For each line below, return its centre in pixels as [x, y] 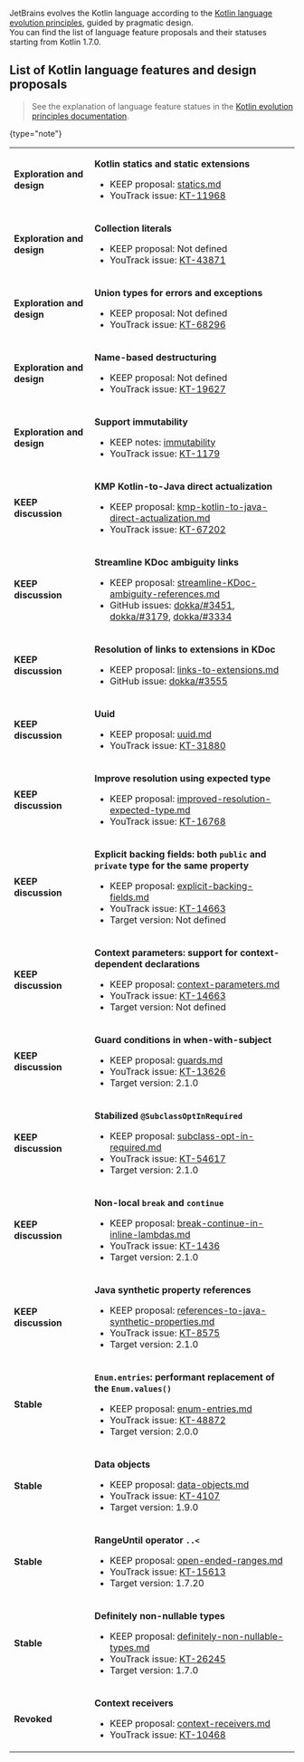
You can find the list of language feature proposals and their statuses [138, 32]
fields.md [129, 897]
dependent [119, 963]
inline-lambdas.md [150, 1234]
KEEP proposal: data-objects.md [180, 1484]
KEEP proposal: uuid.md [161, 734]
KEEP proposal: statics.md [166, 184]
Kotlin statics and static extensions [172, 164]
